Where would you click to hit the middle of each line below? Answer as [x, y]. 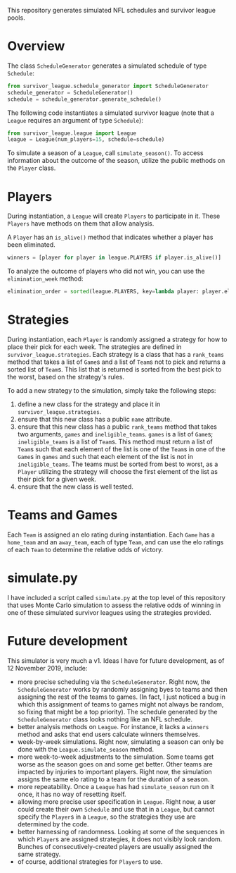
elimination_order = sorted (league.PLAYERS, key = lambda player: [103, 292]
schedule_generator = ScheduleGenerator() [70, 92]
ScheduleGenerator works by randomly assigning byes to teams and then [122, 689]
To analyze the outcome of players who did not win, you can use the [106, 271]
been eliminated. [32, 245]
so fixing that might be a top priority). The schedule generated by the [117, 712]
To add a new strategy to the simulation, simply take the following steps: [112, 390]
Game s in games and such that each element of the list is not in [105, 456]
